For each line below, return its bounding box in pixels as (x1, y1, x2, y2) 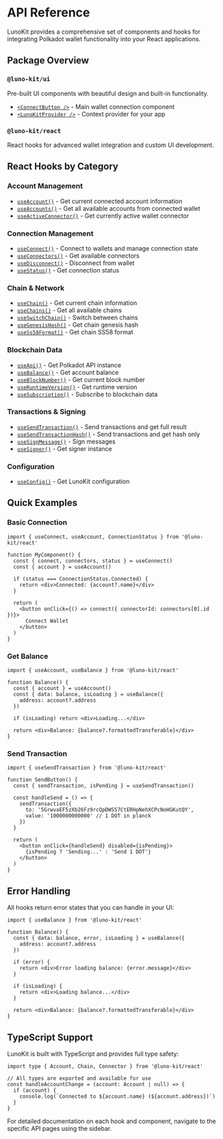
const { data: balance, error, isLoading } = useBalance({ (13, 935, 185, 942)
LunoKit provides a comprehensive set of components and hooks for (7, 27, 200, 36)
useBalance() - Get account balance (16, 368, 119, 376)
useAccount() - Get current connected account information (16, 197, 183, 205)
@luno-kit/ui (7, 76, 51, 83)
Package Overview (7, 55, 90, 67)
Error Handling (7, 885, 70, 897)
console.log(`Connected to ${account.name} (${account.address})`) (19, 1093, 215, 1100)
